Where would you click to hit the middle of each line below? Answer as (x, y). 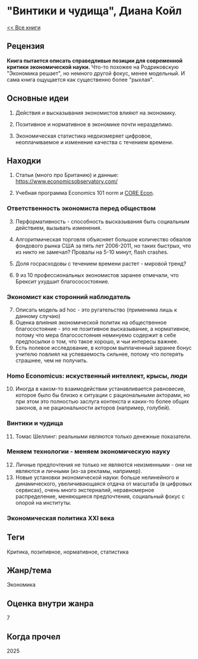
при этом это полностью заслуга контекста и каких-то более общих (102, 402)
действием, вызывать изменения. (59, 228)
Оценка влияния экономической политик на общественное (91, 322)
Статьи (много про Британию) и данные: (67, 175)
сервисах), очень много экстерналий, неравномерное (85, 490)
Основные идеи (38, 99)
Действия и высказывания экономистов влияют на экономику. (96, 113)
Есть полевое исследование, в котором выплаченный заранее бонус (103, 347)
